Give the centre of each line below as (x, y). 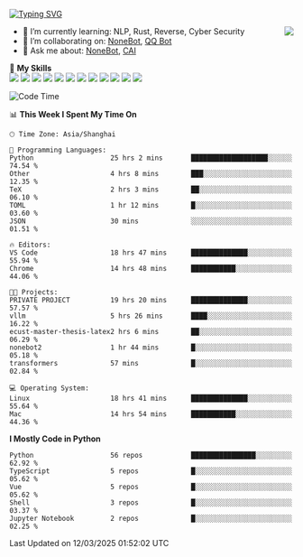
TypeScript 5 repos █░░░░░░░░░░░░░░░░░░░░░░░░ (151, 471)
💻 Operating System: (50, 388)
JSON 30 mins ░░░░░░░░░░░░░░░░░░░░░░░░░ (151, 221)
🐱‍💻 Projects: (34, 292)
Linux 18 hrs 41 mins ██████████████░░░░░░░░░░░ (151, 398)
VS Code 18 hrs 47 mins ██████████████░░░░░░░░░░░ (151, 253)
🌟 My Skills (31, 68)
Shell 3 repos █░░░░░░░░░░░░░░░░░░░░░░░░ (151, 503)
